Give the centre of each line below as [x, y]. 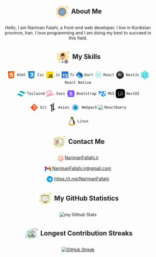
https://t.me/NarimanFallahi [82, 179]
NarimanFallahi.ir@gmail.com [82, 168]
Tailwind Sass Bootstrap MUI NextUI [83, 93]
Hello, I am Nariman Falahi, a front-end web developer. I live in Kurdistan [78, 27]
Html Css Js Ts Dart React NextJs [78, 75]
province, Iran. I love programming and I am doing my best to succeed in [78, 33]
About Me [86, 12]
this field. [78, 38]
